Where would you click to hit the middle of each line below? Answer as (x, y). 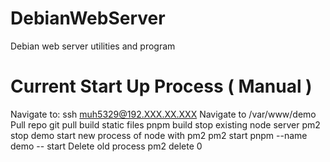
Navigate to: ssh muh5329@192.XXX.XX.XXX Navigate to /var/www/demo (163, 114)
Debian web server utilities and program (93, 46)
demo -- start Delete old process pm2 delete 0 (106, 146)
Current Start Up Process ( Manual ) (161, 86)
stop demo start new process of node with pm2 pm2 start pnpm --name (159, 135)
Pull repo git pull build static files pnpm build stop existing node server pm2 (165, 124)
